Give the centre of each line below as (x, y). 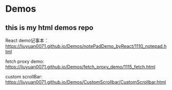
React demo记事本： (27, 40)
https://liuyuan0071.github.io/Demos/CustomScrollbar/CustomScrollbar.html (86, 82)
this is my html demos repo (49, 28)
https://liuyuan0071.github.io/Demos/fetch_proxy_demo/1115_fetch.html (80, 67)
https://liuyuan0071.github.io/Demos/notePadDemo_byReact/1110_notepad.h (86, 46)
